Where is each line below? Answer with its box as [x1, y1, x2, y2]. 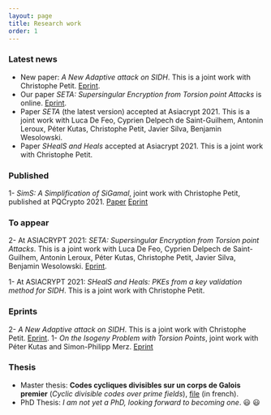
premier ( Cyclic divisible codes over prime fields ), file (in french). [19, 388, 239, 398]
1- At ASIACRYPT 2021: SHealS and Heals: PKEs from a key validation [8, 277, 243, 287]
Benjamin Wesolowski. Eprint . [8, 261, 107, 272]
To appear [8, 216, 49, 228]
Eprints [8, 306, 38, 317]
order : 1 [8, 27, 38, 35]
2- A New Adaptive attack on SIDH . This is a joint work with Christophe [8, 324, 247, 334]
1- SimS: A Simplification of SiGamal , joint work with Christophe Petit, [8, 188, 241, 198]
